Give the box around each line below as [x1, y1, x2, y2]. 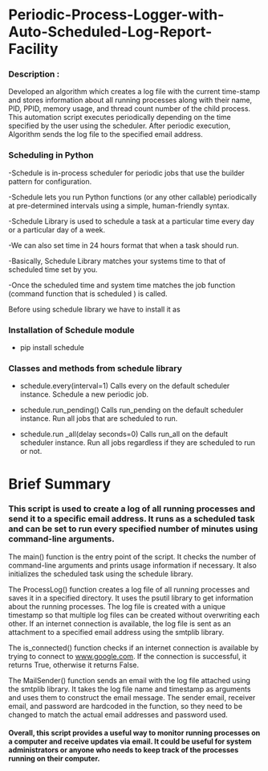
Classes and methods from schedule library [8, 363, 183, 373]
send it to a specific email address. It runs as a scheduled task [8, 513, 255, 525]
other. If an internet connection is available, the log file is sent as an [8, 618, 231, 629]
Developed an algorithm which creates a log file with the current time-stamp [8, 87, 261, 97]
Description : [8, 68, 60, 80]
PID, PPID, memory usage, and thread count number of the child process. [8, 104, 251, 113]
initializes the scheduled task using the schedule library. [8, 569, 194, 579]
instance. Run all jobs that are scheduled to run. [19, 414, 178, 423]
